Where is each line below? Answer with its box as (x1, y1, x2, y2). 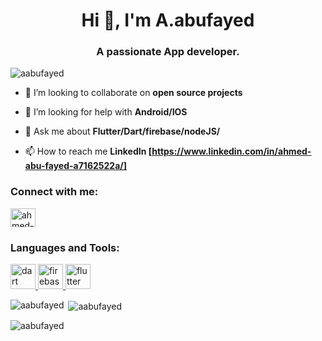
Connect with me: (10, 185, 99, 199)
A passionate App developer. (96, 45, 240, 59)
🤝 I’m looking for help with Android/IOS (24, 106, 188, 118)
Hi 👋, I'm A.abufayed (81, 9, 255, 32)
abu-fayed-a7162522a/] (24, 160, 127, 172)
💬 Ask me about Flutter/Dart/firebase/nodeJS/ (24, 125, 221, 138)
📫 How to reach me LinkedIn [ (24, 145, 153, 158)
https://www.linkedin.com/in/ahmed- (151, 145, 312, 158)
